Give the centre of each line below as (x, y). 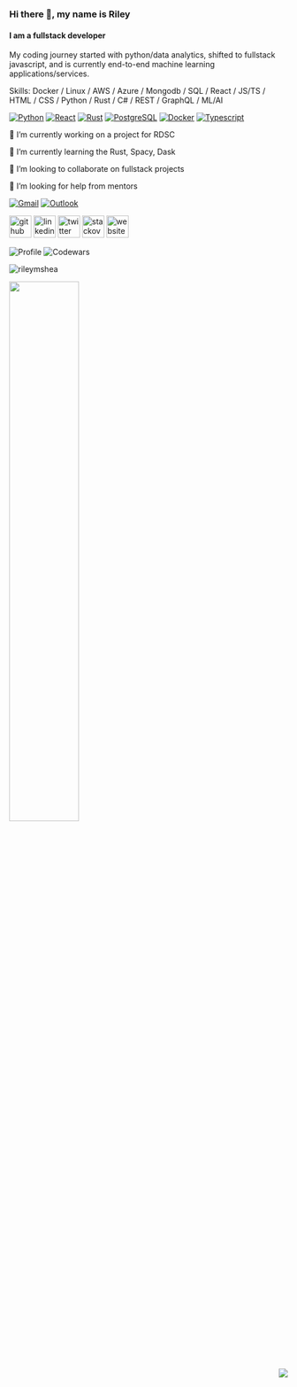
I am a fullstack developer (57, 35)
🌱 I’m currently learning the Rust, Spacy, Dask (92, 152)
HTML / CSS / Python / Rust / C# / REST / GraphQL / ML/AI (116, 100)
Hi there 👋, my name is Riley (70, 14)
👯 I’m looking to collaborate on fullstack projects (97, 169)
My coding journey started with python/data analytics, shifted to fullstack (142, 55)
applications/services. (49, 74)
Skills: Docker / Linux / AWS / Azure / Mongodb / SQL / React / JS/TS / (137, 91)
